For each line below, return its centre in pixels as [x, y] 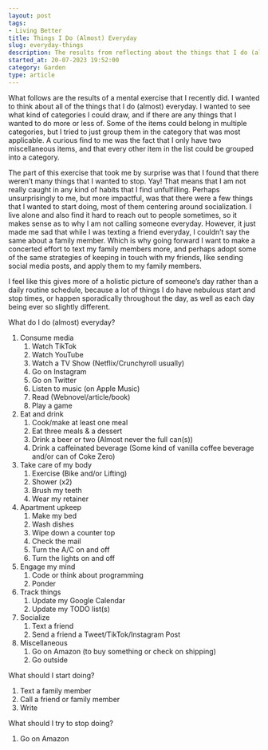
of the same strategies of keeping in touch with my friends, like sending [126, 257]
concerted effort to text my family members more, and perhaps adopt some [132, 249]
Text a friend [53, 626]
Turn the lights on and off [73, 558]
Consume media [47, 337]
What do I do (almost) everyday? [62, 322]
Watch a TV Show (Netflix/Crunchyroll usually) [108, 363]
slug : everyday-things [46, 45]
